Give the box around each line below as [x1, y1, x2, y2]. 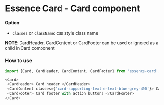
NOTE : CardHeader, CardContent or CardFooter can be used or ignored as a [5, 40, 159, 46]
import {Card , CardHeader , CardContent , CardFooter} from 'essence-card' [5, 68, 159, 74]
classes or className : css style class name [12, 30, 99, 36]
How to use [5, 57, 33, 64]
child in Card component [5, 45, 55, 51]
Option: [5, 19, 21, 25]
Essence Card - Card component [5, 3, 140, 14]
